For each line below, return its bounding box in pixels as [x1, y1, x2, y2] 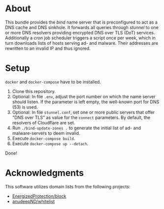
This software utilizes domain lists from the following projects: [5, 183, 131, 189]
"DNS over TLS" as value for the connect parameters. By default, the [12, 114, 151, 120]
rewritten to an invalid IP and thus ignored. [5, 45, 91, 51]
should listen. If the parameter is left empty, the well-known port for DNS [12, 99, 160, 105]
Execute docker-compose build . [12, 135, 75, 141]
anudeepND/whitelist [12, 198, 55, 204]
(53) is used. [12, 104, 38, 110]
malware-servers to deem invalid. [12, 130, 81, 136]
